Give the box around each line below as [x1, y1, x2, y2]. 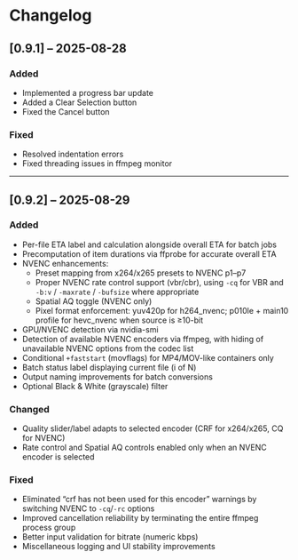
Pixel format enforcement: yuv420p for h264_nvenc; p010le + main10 [35, 305, 289, 316]
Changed [9, 403, 51, 415]
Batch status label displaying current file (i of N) [21, 362, 197, 372]
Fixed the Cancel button [21, 106, 110, 116]
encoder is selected [21, 452, 95, 462]
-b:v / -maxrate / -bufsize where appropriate [35, 286, 200, 297]
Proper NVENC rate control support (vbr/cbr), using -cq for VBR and [35, 276, 284, 287]
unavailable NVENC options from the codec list [21, 343, 194, 354]
